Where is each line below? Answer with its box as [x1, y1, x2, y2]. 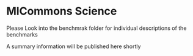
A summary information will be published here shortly [6, 43, 141, 50]
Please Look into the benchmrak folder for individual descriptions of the [6, 24, 187, 32]
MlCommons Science [6, 4, 117, 18]
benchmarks [6, 30, 38, 38]
